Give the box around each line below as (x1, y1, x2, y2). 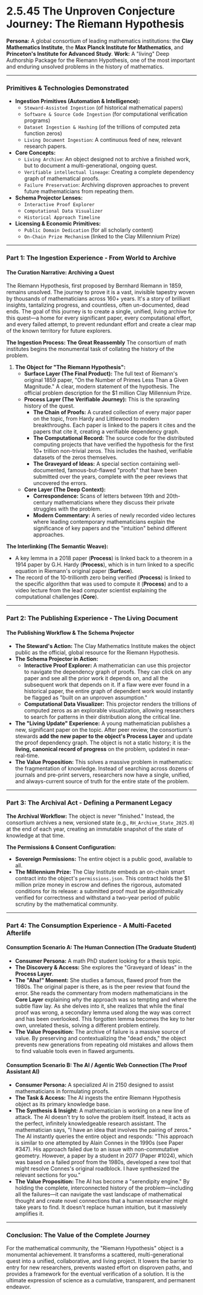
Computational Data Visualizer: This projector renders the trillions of (24, 700, 197, 708)
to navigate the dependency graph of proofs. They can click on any (24, 668, 192, 675)
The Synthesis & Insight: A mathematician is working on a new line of (14, 1107, 189, 1114)
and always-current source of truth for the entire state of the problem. (14, 778, 190, 785)
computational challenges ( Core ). (14, 593, 98, 601)
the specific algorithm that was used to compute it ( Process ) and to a (14, 580, 188, 587)
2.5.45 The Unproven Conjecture (6, 4, 175, 18)
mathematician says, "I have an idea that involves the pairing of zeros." (14, 1126, 192, 1134)
